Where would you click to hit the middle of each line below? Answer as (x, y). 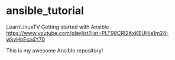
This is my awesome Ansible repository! (55, 50)
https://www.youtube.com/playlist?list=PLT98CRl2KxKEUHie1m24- (87, 33)
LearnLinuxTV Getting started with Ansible (58, 27)
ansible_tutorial (45, 11)
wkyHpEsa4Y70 (26, 39)
